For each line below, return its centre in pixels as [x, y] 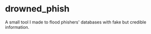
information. [17, 27]
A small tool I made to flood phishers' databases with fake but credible [76, 22]
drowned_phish [37, 9]
